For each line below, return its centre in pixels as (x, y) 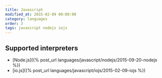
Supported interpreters (42, 48)
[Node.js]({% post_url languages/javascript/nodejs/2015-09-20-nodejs (85, 60)
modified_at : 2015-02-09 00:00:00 (41, 14)
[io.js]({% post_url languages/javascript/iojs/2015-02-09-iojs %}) (79, 70)
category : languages (27, 19)
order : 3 (14, 23)
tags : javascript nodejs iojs (36, 28)
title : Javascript (24, 10)
